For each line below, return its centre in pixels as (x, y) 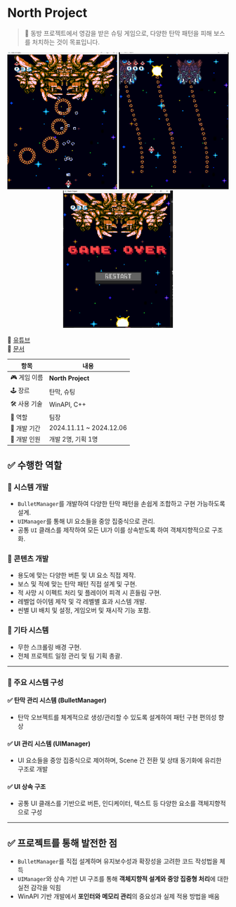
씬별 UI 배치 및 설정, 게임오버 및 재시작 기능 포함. (84, 610)
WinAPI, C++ (67, 404)
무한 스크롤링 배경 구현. (50, 647)
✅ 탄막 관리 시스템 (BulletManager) (57, 701)
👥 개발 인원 (25, 439)
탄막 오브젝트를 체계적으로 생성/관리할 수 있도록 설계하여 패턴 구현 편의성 (117, 717)
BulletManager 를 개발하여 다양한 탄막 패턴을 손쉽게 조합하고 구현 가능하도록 (122, 504)
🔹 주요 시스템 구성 (35, 682)
